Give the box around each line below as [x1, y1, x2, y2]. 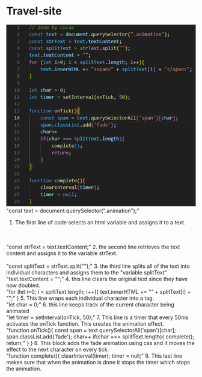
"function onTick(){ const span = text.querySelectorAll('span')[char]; [6, 327, 176, 334]
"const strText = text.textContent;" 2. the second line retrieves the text [6, 243, 180, 251]
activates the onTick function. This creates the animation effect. [6, 320, 164, 328]
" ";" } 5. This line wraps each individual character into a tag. [6, 294, 155, 302]
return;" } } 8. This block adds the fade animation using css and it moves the [6, 340, 195, 347]
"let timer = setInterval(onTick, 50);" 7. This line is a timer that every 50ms [6, 314, 189, 321]
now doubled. [6, 282, 40, 289]
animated [6, 308, 29, 315]
